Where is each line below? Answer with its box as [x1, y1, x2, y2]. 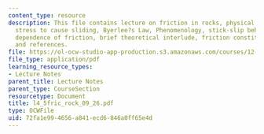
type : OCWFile [8, 107, 55, 115]
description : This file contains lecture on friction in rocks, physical [8, 19, 255, 27]
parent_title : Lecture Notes [8, 77, 104, 85]
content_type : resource [8, 11, 86, 20]
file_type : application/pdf [8, 56, 101, 64]
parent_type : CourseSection [8, 84, 101, 93]
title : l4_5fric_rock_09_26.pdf [8, 99, 114, 107]
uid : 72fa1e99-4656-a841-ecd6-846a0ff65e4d [8, 114, 153, 122]
